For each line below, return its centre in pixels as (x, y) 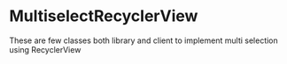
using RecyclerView (45, 49)
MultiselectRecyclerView (104, 16)
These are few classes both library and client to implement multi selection (144, 40)
